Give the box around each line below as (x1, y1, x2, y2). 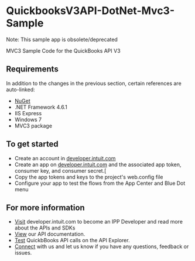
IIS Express (14, 109, 42, 116)
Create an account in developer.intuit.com (14, 154, 116, 162)
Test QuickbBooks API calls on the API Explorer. (14, 237, 130, 244)
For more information (6, 202, 85, 212)
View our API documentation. (14, 231, 85, 238)
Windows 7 (14, 116, 42, 123)
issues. (14, 249, 32, 256)
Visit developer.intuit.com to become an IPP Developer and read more (14, 218, 183, 225)
